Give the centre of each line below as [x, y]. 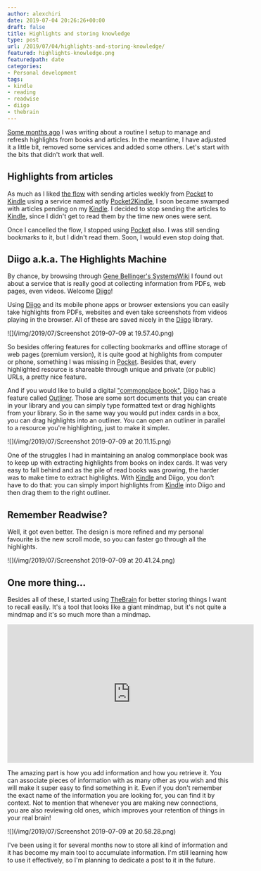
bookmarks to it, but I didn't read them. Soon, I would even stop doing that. [116, 237]
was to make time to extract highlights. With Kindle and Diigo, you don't [111, 478]
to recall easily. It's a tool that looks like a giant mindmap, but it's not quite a [117, 607]
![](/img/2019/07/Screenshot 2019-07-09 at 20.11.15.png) [89, 441]
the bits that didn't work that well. [56, 154]
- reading [22, 92]
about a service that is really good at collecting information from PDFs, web [117, 284]
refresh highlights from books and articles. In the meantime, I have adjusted [117, 139]
